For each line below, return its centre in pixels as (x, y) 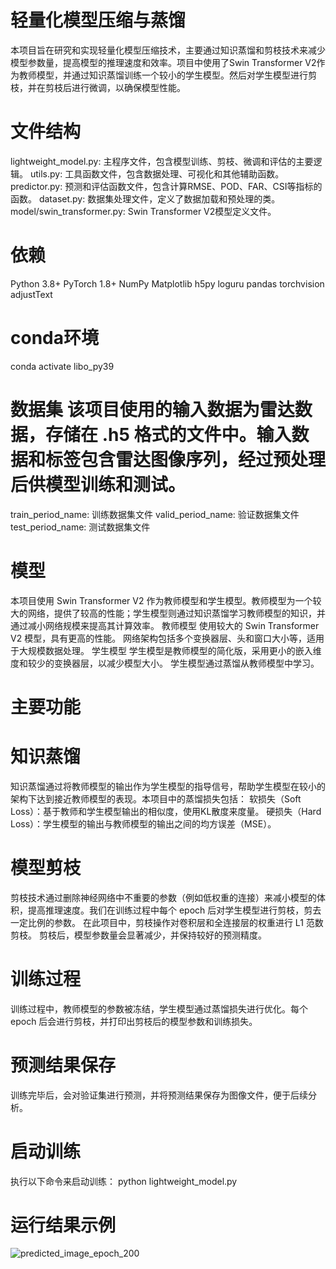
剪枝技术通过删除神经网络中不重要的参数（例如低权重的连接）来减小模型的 (163, 897)
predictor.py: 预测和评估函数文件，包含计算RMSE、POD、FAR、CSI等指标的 (166, 186)
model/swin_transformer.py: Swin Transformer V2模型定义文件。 (143, 211)
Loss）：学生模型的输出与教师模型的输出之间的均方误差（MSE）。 (143, 823)
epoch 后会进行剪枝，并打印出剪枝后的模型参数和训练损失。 (134, 1021)
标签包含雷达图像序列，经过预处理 (186, 459)
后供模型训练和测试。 (98, 484)
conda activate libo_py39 (62, 366)
